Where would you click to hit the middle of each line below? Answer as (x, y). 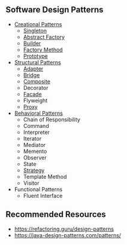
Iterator (32, 138)
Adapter (33, 69)
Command (36, 125)
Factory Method (43, 50)
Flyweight (35, 100)
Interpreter (37, 132)
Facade (33, 94)
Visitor (31, 183)
